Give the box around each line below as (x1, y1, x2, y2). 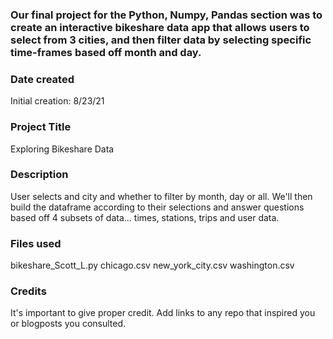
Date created (10, 72, 75, 86)
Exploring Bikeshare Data (10, 143, 115, 155)
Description (10, 168, 69, 182)
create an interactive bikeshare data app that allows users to (10, 20, 310, 34)
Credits (10, 284, 47, 298)
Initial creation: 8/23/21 (10, 95, 105, 107)
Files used (10, 236, 62, 250)
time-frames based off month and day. (10, 45, 202, 59)
